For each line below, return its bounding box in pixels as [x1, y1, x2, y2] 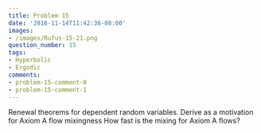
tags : [8, 49, 26, 57]
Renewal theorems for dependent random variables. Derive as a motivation [8, 108, 254, 117]
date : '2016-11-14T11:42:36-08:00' [8, 19, 127, 27]
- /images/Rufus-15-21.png [8, 33, 98, 42]
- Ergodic [8, 64, 41, 72]
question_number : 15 [8, 41, 77, 49]
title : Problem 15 [8, 11, 69, 20]
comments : [8, 71, 41, 79]
